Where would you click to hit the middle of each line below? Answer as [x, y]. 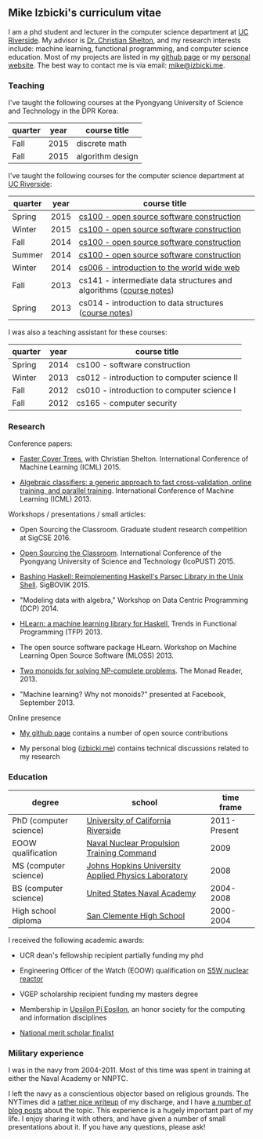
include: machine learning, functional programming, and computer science [128, 48]
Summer [28, 255]
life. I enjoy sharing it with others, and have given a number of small [117, 1119]
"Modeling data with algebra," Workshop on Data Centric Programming [134, 601]
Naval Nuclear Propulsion [133, 843]
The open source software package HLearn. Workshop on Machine [128, 648]
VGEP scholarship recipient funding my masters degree [109, 994]
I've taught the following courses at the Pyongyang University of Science [126, 103]
